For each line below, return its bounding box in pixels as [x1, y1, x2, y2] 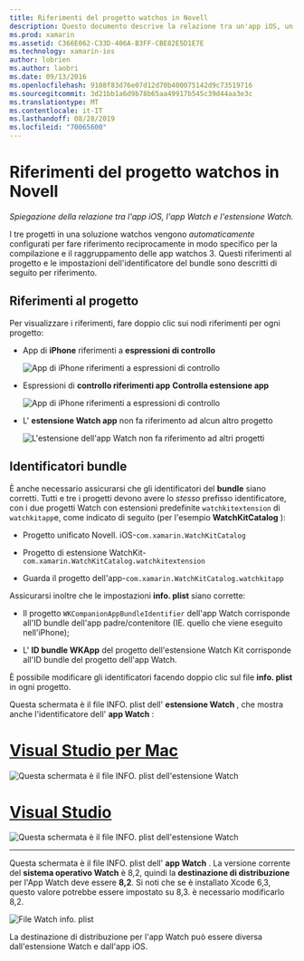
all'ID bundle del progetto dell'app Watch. [22, 654, 178, 665]
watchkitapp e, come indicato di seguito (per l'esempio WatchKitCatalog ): [9, 511, 287, 522]
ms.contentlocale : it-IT [9, 106, 103, 115]
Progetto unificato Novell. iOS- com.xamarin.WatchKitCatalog [22, 529, 246, 540]
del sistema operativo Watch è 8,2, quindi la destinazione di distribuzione [9, 868, 290, 878]
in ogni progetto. [9, 681, 71, 692]
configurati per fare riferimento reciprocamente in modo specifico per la [9, 238, 278, 249]
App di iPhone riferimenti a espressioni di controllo [22, 345, 215, 355]
